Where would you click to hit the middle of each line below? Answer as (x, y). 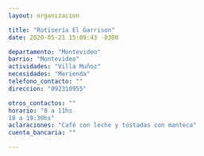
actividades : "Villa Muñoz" (55, 67)
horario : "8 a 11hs (40, 111)
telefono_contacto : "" (46, 81)
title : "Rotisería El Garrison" (62, 30)
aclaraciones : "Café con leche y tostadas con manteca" (102, 125)
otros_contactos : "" (42, 103)
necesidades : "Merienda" (49, 74)
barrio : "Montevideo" (44, 59)
